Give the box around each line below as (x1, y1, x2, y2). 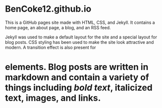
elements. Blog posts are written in (5, 62, 148, 72)
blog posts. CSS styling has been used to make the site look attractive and (5, 39, 154, 45)
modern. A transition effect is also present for (5, 44, 96, 50)
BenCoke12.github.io (5, 3, 91, 15)
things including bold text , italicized (5, 82, 153, 93)
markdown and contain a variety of (5, 72, 149, 83)
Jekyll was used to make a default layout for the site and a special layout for (5, 34, 157, 40)
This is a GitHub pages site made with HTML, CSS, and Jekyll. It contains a (5, 19, 155, 25)
